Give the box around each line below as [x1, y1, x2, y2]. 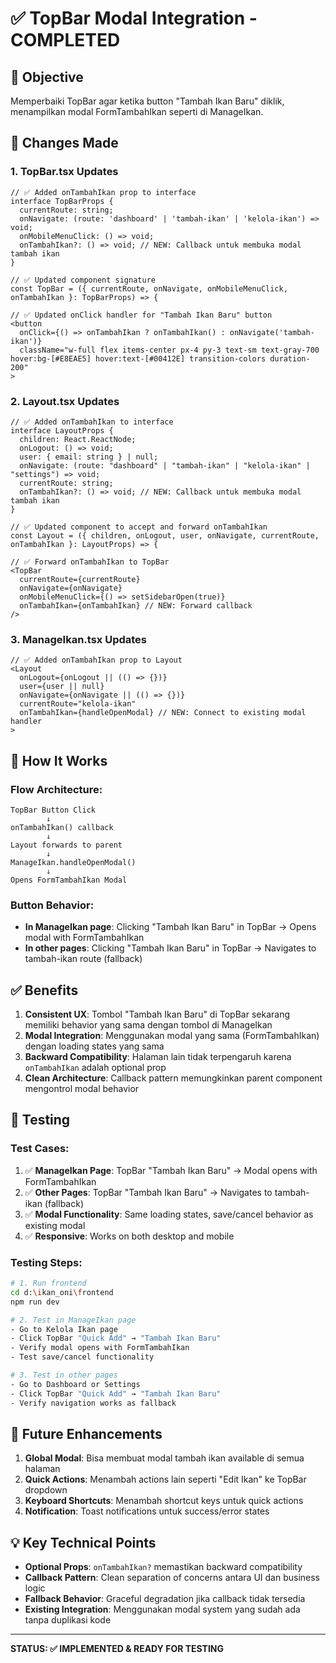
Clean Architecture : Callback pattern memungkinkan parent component [24, 1072, 323, 1084]
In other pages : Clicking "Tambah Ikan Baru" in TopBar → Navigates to [24, 942, 317, 954]
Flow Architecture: [10, 782, 103, 796]
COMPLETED [10, 29, 121, 52]
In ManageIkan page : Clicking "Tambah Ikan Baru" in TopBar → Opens [24, 921, 317, 933]
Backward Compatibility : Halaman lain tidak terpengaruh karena [24, 1051, 292, 1063]
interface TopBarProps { [10, 196, 114, 206]
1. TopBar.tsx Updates [10, 165, 119, 179]
